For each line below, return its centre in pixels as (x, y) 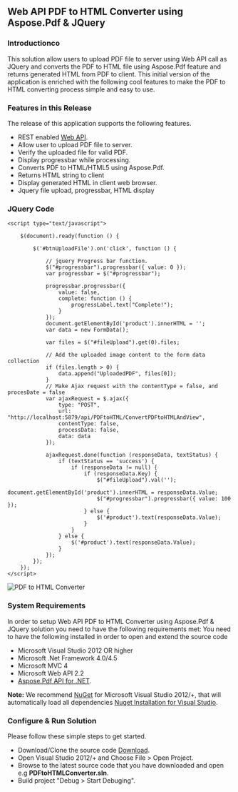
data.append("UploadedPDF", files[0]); (117, 374)
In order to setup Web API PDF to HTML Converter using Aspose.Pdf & (111, 621)
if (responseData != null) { (114, 467)
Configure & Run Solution (52, 721)
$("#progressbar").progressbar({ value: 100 (164, 499)
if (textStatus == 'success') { (106, 461)
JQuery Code (31, 209)
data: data (74, 436)
